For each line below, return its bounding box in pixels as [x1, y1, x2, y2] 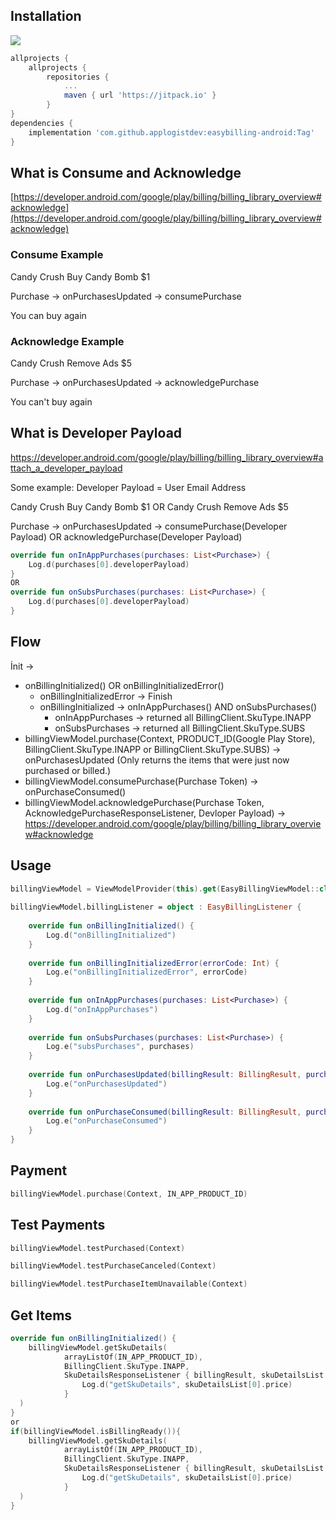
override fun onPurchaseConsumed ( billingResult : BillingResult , [28, 1107, 302, 1117]
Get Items [10, 1307, 73, 1324]
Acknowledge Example [10, 334, 125, 348]
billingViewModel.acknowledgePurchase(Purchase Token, [24, 796, 265, 808]
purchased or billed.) [24, 764, 112, 776]
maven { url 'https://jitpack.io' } [63, 90, 217, 101]
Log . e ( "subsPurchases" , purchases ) [46, 1042, 195, 1052]
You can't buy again [10, 395, 93, 408]
